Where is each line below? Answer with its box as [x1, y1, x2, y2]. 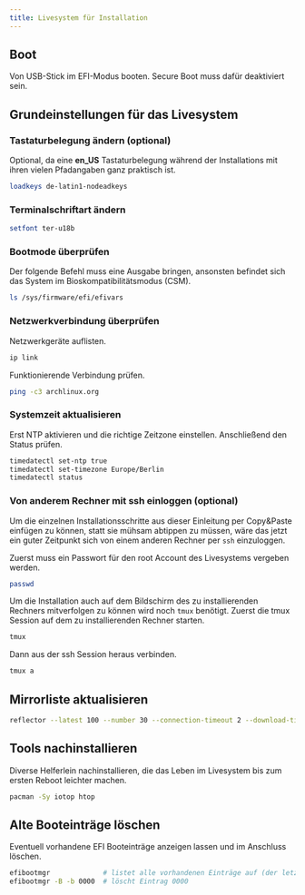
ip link [9, 353, 39, 362]
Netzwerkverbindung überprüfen [9, 315, 160, 328]
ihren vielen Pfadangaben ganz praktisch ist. [9, 164, 176, 175]
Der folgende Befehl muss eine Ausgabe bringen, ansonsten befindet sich [9, 266, 286, 277]
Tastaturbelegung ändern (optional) [9, 133, 172, 146]
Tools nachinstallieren [9, 741, 138, 756]
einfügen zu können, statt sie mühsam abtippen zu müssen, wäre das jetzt [9, 525, 288, 536]
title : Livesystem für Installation [9, 13, 148, 23]
